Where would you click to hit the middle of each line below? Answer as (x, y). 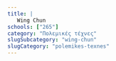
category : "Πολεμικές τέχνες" (52, 33)
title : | (20, 14)
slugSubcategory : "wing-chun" (52, 40)
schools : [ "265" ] (33, 27)
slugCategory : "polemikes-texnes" (59, 46)
